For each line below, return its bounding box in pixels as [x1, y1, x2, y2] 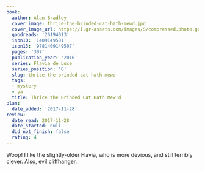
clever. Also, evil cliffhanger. [6, 158, 77, 165]
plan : [6, 100, 20, 106]
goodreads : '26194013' [12, 32, 70, 38]
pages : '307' [12, 49, 45, 55]
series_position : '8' [12, 66, 67, 72]
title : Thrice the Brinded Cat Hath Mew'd [12, 94, 121, 101]
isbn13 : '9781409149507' [12, 44, 75, 50]
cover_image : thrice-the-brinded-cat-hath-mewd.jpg [12, 20, 146, 26]
